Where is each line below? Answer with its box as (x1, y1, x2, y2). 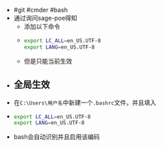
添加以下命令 (23, 23, 60, 30)
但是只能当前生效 (23, 57, 73, 65)
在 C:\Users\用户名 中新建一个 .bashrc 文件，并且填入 (13, 98, 157, 107)
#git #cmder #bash (13, 6, 68, 14)
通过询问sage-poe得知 (13, 14, 77, 22)
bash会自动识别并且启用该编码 (13, 133, 101, 141)
